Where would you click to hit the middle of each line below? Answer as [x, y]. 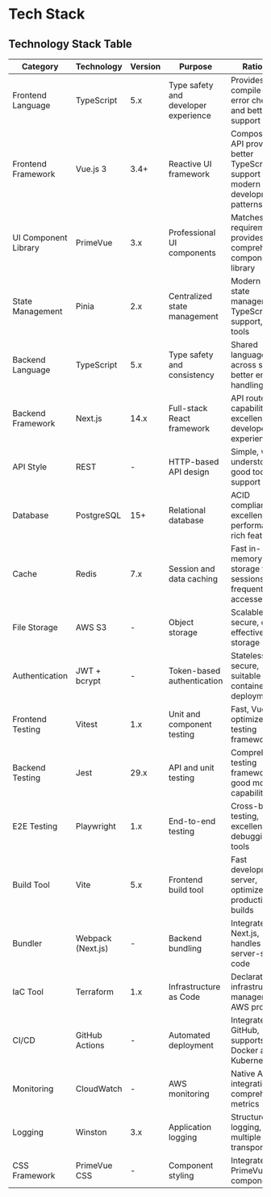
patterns [247, 204]
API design [189, 472]
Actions [90, 1045]
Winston [91, 1132]
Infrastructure [194, 987]
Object [181, 622]
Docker [245, 1050]
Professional [192, 233]
